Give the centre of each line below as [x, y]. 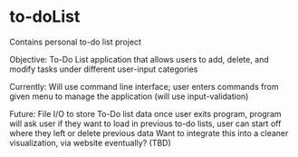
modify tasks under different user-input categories [104, 69]
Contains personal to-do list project [76, 42]
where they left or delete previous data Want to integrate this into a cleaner [149, 132]
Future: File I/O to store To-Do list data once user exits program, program [146, 113]
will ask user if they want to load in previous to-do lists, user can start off [145, 123]
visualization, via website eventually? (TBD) [91, 142]
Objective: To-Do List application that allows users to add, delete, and [139, 59]
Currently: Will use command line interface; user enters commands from [144, 86]
